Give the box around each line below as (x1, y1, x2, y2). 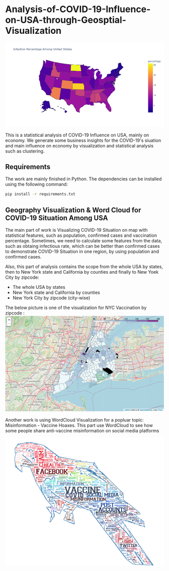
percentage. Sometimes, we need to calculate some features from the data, (5, 238, 162, 244)
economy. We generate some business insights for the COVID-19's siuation (5, 137, 161, 143)
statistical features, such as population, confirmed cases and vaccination (5, 232, 157, 238)
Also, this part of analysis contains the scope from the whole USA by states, (5, 264, 163, 270)
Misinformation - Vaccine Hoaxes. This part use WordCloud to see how (5, 422, 153, 428)
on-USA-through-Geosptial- (5, 14, 127, 26)
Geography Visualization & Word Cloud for (5, 205, 141, 214)
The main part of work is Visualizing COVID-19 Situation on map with (5, 227, 148, 233)
